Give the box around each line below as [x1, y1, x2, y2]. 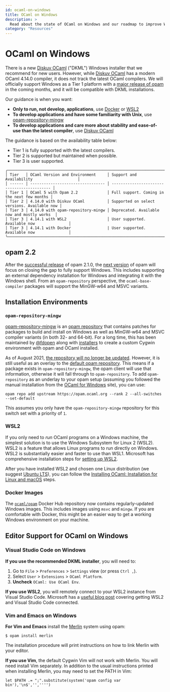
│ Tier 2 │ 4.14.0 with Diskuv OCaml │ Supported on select [5, 199, 155, 204]
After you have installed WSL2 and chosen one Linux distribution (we [5, 465, 149, 471]
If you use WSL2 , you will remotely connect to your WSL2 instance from [5, 589, 156, 595]
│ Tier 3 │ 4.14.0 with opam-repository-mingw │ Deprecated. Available [5, 208, 159, 213]
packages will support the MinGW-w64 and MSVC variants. [24, 283, 149, 289]
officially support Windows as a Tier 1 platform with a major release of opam [5, 81, 164, 87]
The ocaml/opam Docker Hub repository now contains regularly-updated [5, 500, 154, 507]
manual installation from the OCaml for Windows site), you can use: [5, 381, 146, 388]
